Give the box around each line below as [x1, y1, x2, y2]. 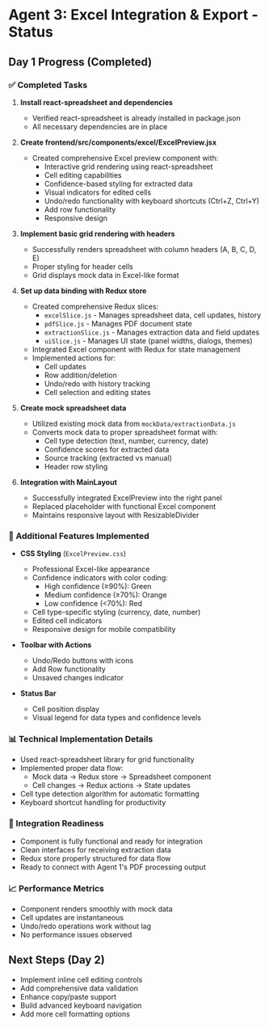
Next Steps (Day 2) [8, 953, 105, 967]
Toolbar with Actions [19, 640, 92, 650]
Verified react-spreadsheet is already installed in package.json [32, 113, 241, 123]
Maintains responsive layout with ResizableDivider [32, 510, 200, 520]
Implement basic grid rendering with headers [19, 229, 175, 238]
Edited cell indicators [32, 616, 103, 625]
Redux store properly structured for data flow [19, 853, 171, 863]
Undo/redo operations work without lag [19, 921, 152, 931]
